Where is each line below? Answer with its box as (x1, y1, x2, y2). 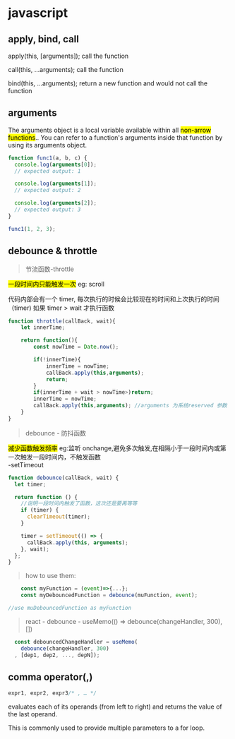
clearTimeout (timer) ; (26, 513, 91, 520)
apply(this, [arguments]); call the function (8, 52, 129, 60)
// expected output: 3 (14, 206, 81, 213)
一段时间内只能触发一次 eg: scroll (8, 280, 105, 288)
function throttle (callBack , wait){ (8, 318, 116, 325)
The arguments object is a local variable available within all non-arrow (8, 126, 211, 134)
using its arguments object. (8, 140, 88, 149)
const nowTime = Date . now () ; (33, 344, 119, 351)
